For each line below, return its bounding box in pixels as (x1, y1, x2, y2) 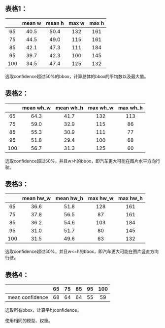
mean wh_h (55, 104, 84, 111)
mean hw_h (55, 195, 84, 202)
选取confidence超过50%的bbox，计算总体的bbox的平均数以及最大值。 (5, 73, 149, 79)
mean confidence (7, 294, 48, 301)
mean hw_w (22, 195, 51, 202)
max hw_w (88, 195, 114, 202)
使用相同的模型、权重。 (5, 318, 53, 324)
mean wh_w (22, 104, 51, 111)
